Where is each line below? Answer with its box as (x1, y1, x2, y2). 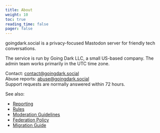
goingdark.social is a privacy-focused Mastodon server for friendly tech (5, 40, 155, 46)
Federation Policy (12, 117, 49, 123)
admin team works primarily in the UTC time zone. (5, 61, 110, 67)
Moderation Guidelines (12, 112, 60, 118)
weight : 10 (5, 12, 28, 17)
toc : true (5, 17, 26, 22)
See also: (5, 91, 25, 97)
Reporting (12, 101, 34, 107)
